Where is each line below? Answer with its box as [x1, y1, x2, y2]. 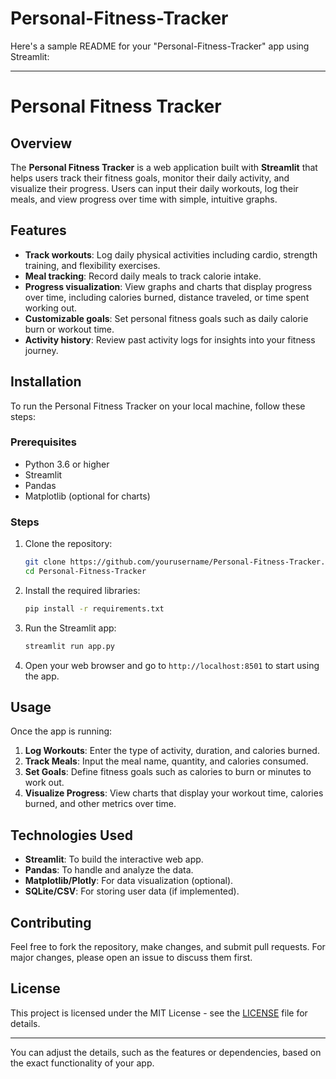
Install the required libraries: [24, 584, 141, 596]
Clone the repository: [24, 538, 113, 550]
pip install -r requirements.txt [24, 603, 165, 614]
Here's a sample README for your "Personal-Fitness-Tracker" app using [10, 40, 310, 52]
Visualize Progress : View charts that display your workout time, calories [24, 787, 324, 799]
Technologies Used [10, 827, 133, 844]
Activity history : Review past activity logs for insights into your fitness [24, 333, 316, 346]
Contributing [10, 914, 92, 931]
